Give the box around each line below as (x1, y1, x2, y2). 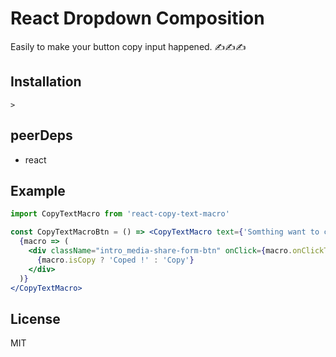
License (10, 310, 61, 327)
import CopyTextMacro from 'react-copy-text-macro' (10, 209, 230, 219)
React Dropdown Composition (10, 7, 265, 30)
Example (10, 182, 66, 199)
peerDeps (10, 127, 73, 144)
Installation (10, 73, 82, 91)
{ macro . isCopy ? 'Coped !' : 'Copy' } (36, 255, 195, 265)
